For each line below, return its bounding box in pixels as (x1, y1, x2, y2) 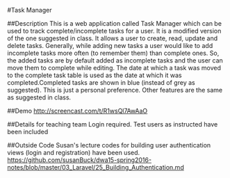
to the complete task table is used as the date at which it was (7, 71, 182, 79)
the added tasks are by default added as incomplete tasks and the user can (7, 56, 224, 65)
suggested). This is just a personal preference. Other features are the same (7, 86, 223, 94)
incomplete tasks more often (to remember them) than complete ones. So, (7, 49, 220, 57)
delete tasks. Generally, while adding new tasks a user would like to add (7, 42, 213, 49)
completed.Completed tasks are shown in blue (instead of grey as (7, 79, 196, 86)
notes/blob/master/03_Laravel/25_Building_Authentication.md (7, 163, 184, 171)
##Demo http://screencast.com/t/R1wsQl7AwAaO (7, 107, 148, 115)
